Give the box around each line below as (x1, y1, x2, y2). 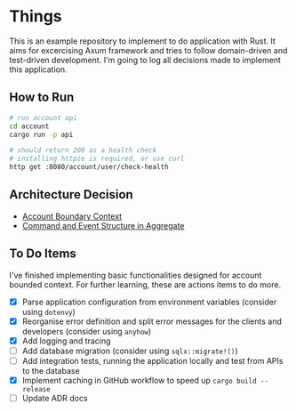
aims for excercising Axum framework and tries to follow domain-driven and (9, 44, 288, 55)
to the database (21, 365, 80, 376)
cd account (9, 122, 50, 131)
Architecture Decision (9, 187, 133, 202)
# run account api (9, 113, 77, 122)
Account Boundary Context (21, 211, 123, 222)
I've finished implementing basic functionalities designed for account (9, 270, 262, 280)
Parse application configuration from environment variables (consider (21, 296, 277, 307)
